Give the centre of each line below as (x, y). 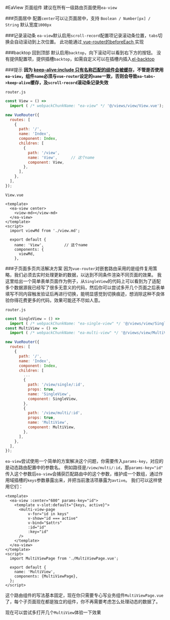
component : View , (46, 162)
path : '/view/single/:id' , (56, 385)
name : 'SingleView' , (49, 394)
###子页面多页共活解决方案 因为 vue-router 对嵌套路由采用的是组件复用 (79, 268)
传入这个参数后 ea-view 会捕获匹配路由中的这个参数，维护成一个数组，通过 (82, 474)
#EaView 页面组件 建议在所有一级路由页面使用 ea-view (61, 7)
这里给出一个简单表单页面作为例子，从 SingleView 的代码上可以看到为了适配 (83, 281)
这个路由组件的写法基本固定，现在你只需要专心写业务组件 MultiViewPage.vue (84, 595)
